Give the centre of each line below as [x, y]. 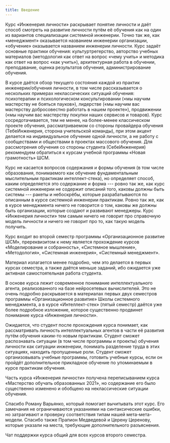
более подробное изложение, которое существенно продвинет [74, 309]
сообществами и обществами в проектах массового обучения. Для [79, 142]
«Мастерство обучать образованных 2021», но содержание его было [80, 383]
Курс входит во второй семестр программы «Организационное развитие [85, 236]
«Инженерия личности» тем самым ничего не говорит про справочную [83, 216]
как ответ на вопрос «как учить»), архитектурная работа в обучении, [80, 62]
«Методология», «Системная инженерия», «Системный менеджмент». [82, 252]
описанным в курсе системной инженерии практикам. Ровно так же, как [85, 200]
